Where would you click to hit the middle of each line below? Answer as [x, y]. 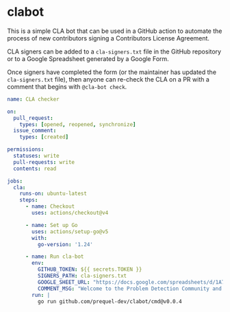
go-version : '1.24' [65, 244]
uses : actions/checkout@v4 [70, 213]
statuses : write [36, 156]
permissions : [26, 149]
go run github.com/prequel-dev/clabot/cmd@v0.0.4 [110, 301]
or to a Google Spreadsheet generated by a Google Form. [88, 58]
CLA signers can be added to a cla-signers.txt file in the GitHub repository [114, 51]
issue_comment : [35, 131]
